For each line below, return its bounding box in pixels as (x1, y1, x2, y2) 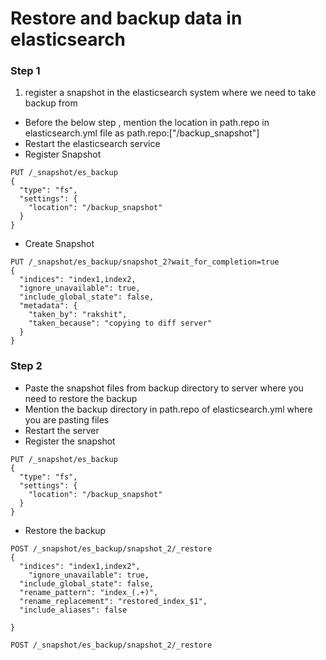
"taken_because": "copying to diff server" (28, 318, 213, 329)
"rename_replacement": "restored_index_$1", (19, 596, 208, 606)
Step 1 (10, 64, 41, 78)
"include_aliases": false (19, 605, 128, 615)
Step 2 (10, 359, 43, 373)
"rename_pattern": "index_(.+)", (19, 587, 159, 597)
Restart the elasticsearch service (24, 138, 161, 150)
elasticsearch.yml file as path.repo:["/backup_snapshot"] (24, 127, 260, 139)
